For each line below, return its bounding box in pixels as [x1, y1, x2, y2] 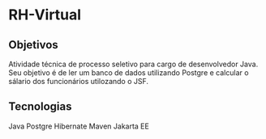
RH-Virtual [8, 6, 82, 24]
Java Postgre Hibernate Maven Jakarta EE [8, 121, 150, 131]
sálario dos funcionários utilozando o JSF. [8, 77, 148, 86]
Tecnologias [8, 99, 72, 114]
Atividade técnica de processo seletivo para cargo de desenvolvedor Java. [8, 59, 259, 69]
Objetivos [8, 38, 58, 52]
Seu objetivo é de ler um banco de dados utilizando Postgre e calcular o [8, 68, 249, 78]
